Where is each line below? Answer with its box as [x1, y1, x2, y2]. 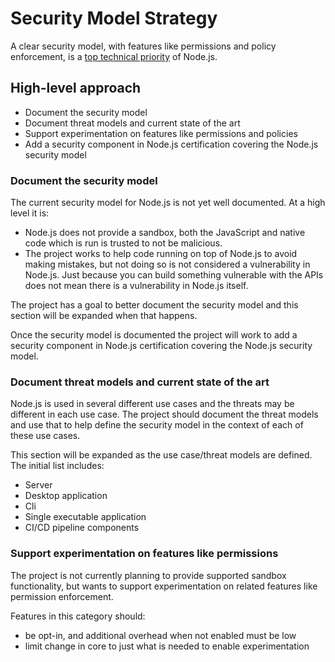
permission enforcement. [10, 590, 114, 602]
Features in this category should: [10, 610, 146, 622]
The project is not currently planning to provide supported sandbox [10, 569, 287, 581]
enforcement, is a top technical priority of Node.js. [10, 50, 218, 62]
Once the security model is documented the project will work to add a [10, 329, 298, 341]
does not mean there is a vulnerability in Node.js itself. [24, 280, 249, 292]
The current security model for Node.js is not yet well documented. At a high [10, 197, 326, 209]
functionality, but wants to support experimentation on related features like [10, 580, 318, 592]
